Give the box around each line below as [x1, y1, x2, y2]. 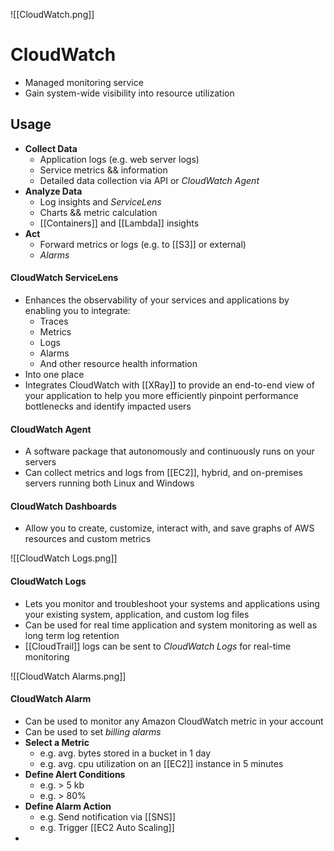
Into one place [24, 368, 85, 380]
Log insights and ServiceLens [39, 195, 162, 208]
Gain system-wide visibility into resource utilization [24, 87, 235, 99]
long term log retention [24, 629, 120, 641]
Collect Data [24, 142, 78, 154]
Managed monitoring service [24, 76, 144, 88]
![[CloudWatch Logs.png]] [10, 552, 118, 564]
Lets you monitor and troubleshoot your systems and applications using [24, 597, 320, 609]
